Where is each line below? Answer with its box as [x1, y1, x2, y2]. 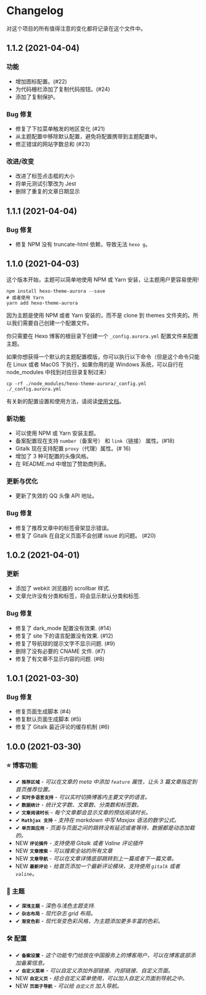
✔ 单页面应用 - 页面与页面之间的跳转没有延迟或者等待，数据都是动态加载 [15, 824, 195, 831]
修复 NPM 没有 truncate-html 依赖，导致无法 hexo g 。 [15, 240, 151, 248]
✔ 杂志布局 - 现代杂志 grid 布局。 [15, 910, 96, 917]
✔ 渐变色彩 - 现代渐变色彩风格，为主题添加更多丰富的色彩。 [15, 918, 164, 925]
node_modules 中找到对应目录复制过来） [6, 368, 110, 375]
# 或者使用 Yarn [6, 294, 44, 301]
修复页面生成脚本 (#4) [15, 708, 71, 716]
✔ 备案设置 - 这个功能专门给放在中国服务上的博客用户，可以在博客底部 [15, 951, 191, 959]
